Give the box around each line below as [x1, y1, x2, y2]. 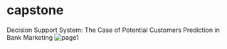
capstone [6, 2, 64, 18]
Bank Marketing [6, 33, 53, 41]
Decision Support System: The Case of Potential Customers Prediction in [6, 26, 220, 34]
